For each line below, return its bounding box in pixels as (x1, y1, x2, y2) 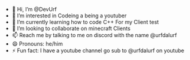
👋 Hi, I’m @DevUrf (11, 6, 57, 13)
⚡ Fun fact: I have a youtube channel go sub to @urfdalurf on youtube (11, 47, 185, 54)
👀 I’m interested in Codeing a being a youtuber (11, 12, 127, 19)
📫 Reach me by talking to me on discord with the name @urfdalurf (11, 32, 177, 38)
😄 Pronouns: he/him (11, 40, 63, 47)
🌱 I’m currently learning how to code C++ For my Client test (11, 19, 159, 25)
